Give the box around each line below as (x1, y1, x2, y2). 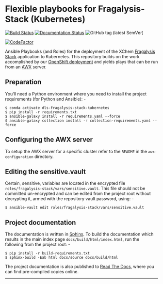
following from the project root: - (5, 241, 70, 248)
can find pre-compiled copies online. (5, 269, 79, 275)
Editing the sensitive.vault (5, 167, 86, 175)
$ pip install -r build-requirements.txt (5, 251, 90, 256)
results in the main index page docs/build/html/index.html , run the (5, 237, 140, 242)
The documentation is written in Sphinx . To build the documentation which (5, 231, 154, 237)
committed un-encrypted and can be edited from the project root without (5, 190, 151, 197)
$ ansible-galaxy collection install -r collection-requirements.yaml (5, 118, 151, 123)
